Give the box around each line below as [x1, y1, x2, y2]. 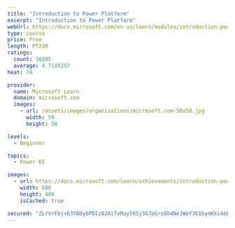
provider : [7, 81, 36, 88]
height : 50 [25, 120, 58, 127]
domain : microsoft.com [13, 94, 80, 101]
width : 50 [25, 114, 55, 121]
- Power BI [13, 159, 45, 166]
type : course [7, 29, 45, 37]
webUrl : [7, 23, 30, 30]
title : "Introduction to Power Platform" [7, 10, 130, 17]
